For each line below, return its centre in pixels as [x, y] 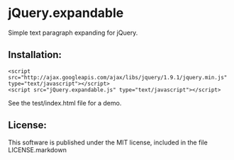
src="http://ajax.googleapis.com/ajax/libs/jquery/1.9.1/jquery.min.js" [118, 77]
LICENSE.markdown [37, 149]
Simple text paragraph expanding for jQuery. [73, 33]
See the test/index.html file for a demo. [65, 103]
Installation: [35, 55]
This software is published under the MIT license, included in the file [108, 142]
